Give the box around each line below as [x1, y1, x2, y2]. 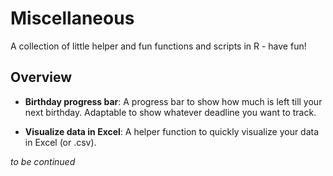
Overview [10, 69, 73, 86]
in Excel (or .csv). [24, 136, 97, 148]
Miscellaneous [10, 7, 135, 30]
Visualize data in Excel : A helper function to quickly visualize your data [24, 125, 320, 137]
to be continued [10, 155, 76, 167]
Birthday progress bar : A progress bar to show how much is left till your [24, 95, 323, 107]
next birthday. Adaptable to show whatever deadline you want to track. [24, 106, 317, 118]
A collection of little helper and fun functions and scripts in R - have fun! [10, 40, 307, 52]
